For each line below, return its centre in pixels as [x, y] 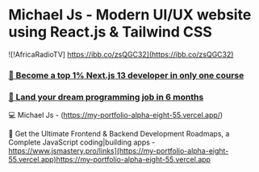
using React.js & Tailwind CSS [110, 32]
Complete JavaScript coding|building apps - [82, 142]
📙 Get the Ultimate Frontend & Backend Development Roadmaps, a [119, 134]
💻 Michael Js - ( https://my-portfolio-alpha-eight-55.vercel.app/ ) [116, 115]
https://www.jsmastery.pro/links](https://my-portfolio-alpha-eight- [119, 151]
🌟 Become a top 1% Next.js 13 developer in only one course [126, 75]
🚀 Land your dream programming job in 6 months [106, 97]
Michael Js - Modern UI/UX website [130, 15]
